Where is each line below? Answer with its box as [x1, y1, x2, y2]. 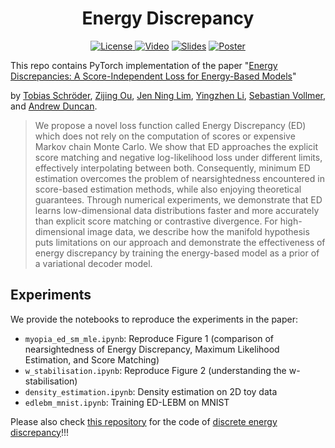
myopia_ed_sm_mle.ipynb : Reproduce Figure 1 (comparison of [24, 332, 275, 344]
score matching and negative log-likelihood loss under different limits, [34, 151, 323, 163]
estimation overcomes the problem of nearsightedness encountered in [34, 172, 325, 184]
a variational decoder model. [34, 257, 153, 269]
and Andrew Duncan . [10, 100, 98, 112]
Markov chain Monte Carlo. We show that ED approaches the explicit [34, 140, 319, 152]
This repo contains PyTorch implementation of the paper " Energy [10, 59, 278, 71]
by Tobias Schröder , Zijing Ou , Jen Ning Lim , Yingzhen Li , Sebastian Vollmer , [10, 89, 326, 101]
